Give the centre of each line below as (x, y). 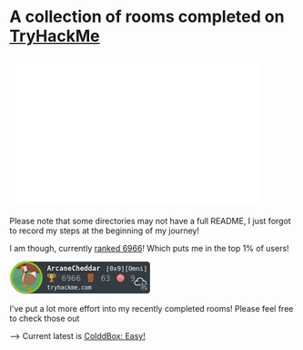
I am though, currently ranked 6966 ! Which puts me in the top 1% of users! (149, 248)
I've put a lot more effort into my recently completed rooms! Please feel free (151, 309)
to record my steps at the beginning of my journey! (105, 231)
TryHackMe (55, 36)
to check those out (45, 318)
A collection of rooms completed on (147, 17)
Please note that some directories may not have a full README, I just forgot (150, 221)
